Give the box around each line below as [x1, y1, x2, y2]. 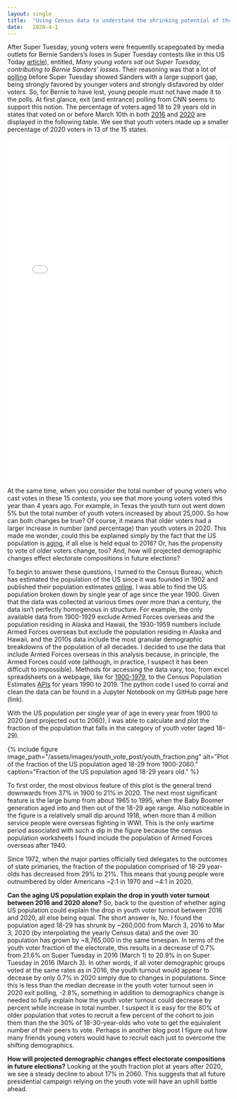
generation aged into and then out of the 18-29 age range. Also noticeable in [7, 804, 230, 812]
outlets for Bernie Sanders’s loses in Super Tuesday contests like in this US [7, 50, 225, 59]
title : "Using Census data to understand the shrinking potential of [7, 17, 219, 24]
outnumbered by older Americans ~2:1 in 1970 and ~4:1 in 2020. [7, 877, 193, 886]
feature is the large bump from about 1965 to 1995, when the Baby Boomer [7, 796, 224, 805]
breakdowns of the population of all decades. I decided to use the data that [7, 643, 226, 651]
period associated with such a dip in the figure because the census [7, 827, 202, 835]
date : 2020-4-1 [7, 23, 59, 30]
